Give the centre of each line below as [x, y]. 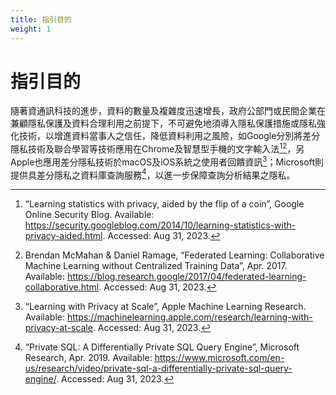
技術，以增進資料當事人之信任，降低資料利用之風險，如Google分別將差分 [169, 136]
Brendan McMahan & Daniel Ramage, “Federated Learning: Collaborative [174, 255]
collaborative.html [62, 287]
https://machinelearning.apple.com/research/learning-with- [189, 317]
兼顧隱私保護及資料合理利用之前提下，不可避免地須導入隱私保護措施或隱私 [163, 123]
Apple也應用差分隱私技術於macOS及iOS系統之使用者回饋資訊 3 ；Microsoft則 [167, 161]
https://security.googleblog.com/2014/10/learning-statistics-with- [160, 225]
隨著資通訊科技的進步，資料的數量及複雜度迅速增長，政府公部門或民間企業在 [168, 111]
